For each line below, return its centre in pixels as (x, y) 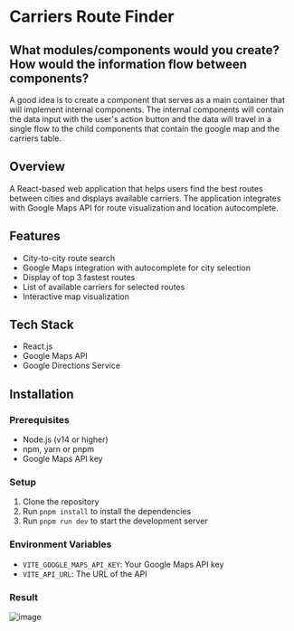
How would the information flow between (128, 64)
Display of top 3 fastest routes (79, 277)
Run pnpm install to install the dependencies (107, 512)
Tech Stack (42, 325)
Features (35, 236)
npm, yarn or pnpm (58, 449)
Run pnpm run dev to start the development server (115, 521)
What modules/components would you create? (145, 50)
